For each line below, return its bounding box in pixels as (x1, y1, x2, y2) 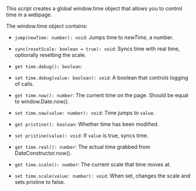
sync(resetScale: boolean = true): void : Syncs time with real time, (14, 45, 180, 52)
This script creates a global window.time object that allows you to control (6, 5, 183, 12)
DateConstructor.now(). (14, 149, 72, 156)
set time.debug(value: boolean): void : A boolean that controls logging (14, 74, 189, 81)
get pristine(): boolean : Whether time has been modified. (14, 121, 159, 128)
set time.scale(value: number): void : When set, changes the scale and (14, 172, 191, 179)
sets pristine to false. (14, 179, 66, 185)
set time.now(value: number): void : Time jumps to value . (14, 110, 156, 116)
